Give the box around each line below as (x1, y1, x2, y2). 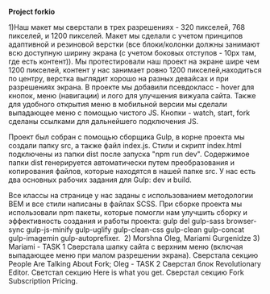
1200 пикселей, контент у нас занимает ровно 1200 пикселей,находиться (8, 65, 262, 75)
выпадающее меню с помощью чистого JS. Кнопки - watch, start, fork (8, 108, 251, 118)
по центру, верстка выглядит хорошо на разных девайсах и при (8, 74, 230, 83)
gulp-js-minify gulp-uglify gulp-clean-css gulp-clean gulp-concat (26, 225, 244, 234)
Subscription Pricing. (8, 276, 78, 285)
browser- (226, 217, 257, 226)
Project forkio (8, 7, 56, 16)
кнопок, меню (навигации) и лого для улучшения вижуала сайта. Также (8, 91, 256, 100)
